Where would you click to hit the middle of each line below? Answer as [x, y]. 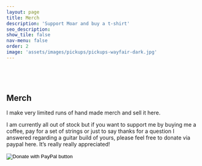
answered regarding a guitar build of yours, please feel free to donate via [99, 138]
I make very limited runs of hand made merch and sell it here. [84, 113]
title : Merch [23, 18]
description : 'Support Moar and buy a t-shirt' [68, 23]
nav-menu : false [27, 41]
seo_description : [28, 29]
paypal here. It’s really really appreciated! [58, 144]
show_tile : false [28, 35]
